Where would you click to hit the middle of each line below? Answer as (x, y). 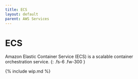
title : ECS (16, 10)
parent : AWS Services (27, 19)
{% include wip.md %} (28, 71)
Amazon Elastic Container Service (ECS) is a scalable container (69, 56)
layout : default (22, 14)
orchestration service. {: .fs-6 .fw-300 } (45, 62)
